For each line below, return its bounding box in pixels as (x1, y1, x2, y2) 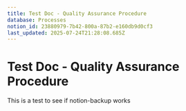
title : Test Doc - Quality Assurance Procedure (7, 10, 147, 17)
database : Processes (7, 17, 67, 23)
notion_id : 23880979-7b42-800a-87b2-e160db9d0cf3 (7, 23, 154, 30)
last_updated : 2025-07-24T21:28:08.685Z (7, 29, 126, 37)
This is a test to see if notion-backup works (7, 97, 131, 105)
